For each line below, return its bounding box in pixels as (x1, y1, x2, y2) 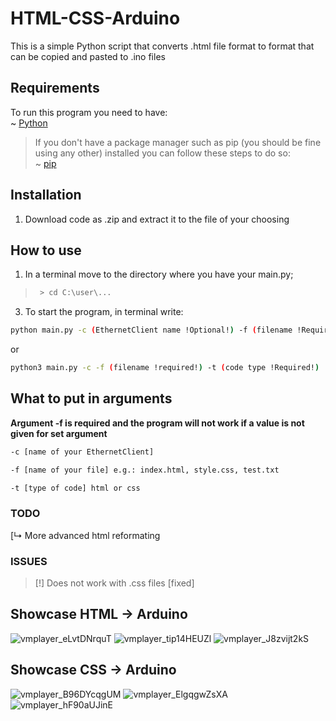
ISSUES (10, 554, 48, 568)
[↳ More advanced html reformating (10, 529, 161, 541)
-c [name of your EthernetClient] (10, 447, 155, 457)
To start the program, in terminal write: (24, 306, 184, 318)
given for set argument (10, 427, 108, 439)
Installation (10, 187, 82, 204)
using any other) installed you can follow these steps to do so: (34, 147, 291, 159)
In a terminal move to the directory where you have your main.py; (24, 268, 294, 281)
